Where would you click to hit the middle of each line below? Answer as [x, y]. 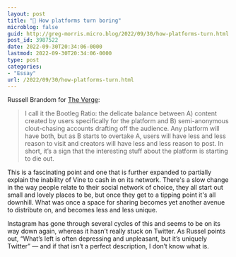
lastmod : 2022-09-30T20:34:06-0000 [60, 54]
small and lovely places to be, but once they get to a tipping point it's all [112, 195]
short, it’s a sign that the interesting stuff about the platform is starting [126, 151]
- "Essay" [22, 73]
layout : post [26, 14]
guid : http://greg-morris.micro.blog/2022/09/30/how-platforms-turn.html [118, 34]
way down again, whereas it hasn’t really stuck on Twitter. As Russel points [117, 232]
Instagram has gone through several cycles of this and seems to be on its [114, 224]
